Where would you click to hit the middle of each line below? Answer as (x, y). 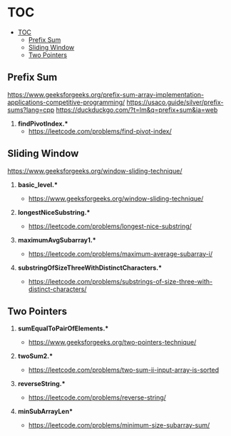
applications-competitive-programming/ (66, 102)
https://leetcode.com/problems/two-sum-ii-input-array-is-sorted (124, 370)
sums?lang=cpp (31, 110)
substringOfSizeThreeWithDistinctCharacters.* (90, 268)
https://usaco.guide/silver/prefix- (175, 102)
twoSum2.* (35, 356)
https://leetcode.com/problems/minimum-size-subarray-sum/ (119, 425)
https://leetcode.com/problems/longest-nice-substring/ (110, 226)
